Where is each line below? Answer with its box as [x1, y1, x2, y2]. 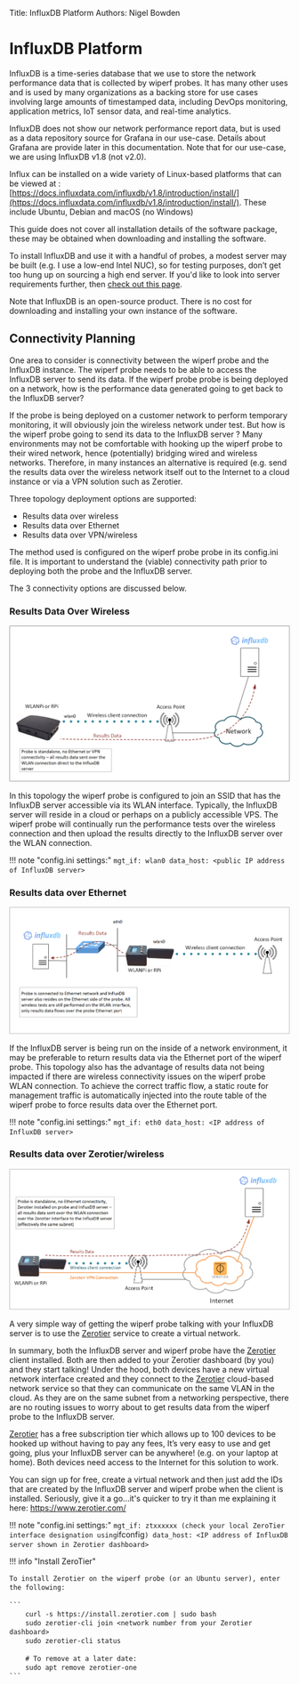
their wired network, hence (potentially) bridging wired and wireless [9, 447, 258, 458]
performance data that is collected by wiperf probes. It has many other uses [9, 77, 288, 88]
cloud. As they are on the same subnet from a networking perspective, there [9, 1392, 289, 1403]
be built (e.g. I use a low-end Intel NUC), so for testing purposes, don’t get [9, 260, 282, 270]
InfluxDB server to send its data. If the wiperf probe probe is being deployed [9, 374, 289, 384]
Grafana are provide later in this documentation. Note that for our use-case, [9, 141, 287, 152]
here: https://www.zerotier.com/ [9, 1503, 126, 1513]
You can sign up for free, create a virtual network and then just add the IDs [9, 1474, 283, 1485]
